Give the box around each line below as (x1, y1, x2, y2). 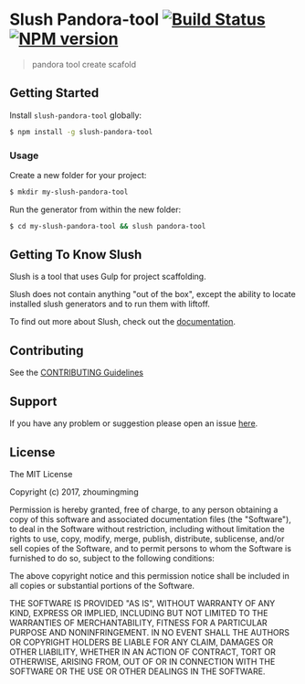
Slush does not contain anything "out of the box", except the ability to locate (9, 289, 297, 300)
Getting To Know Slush (9, 247, 142, 262)
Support (9, 393, 58, 409)
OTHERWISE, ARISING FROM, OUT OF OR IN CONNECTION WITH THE (9, 656, 276, 667)
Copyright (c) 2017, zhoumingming (9, 486, 139, 497)
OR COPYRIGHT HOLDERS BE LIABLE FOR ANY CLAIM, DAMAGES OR (9, 636, 274, 647)
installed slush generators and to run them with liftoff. (9, 298, 210, 310)
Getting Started (9, 85, 100, 101)
